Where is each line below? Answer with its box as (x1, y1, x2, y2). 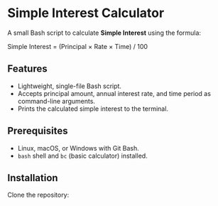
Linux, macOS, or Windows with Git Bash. (17, 143, 140, 152)
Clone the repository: (7, 190, 70, 200)
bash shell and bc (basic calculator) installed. (17, 151, 148, 160)
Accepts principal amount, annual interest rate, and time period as (17, 89, 212, 97)
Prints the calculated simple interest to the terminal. (17, 104, 169, 113)
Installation (7, 172, 58, 184)
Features (7, 63, 48, 75)
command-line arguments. (17, 97, 96, 105)
